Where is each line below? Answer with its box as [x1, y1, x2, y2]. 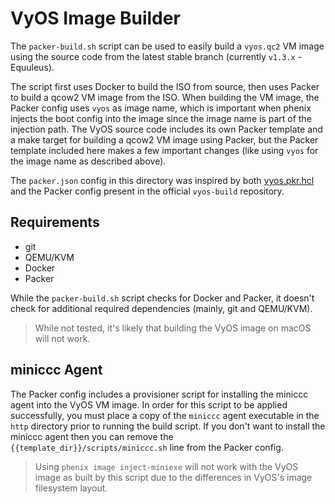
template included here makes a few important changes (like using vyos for [10, 144, 319, 156]
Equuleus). [10, 61, 55, 73]
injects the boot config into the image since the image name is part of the [10, 112, 312, 124]
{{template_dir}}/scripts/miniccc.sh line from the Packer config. [10, 441, 284, 453]
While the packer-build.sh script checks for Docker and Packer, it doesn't [10, 292, 315, 304]
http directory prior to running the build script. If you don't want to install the [10, 420, 326, 432]
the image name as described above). [10, 155, 167, 167]
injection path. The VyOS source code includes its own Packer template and [10, 123, 323, 135]
